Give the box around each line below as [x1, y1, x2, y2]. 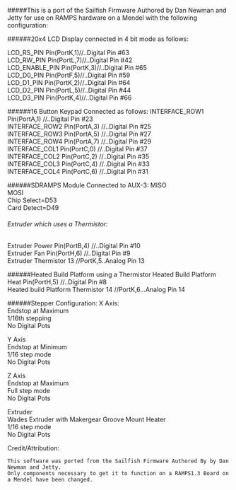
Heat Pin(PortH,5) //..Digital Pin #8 [7, 278, 107, 286]
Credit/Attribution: [7, 444, 60, 453]
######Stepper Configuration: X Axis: [7, 299, 119, 308]
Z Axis [7, 371, 26, 380]
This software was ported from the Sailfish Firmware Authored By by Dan [7, 457, 230, 465]
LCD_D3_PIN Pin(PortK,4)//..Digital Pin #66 [7, 93, 132, 102]
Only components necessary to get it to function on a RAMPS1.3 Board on [7, 470, 230, 477]
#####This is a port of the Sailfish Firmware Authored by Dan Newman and [7, 6, 228, 14]
